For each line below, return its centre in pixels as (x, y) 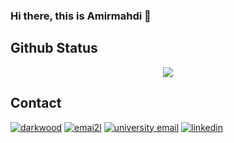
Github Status (54, 48)
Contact (36, 103)
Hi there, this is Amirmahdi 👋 (81, 16)
